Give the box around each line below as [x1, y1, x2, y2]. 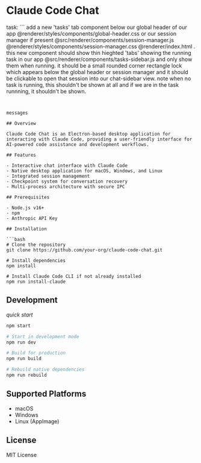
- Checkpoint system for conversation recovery [6, 178, 128, 184]
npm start [6, 323, 31, 329]
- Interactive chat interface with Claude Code [6, 162, 128, 169]
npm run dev [6, 339, 36, 345]
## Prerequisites [6, 194, 50, 200]
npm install [6, 263, 36, 269]
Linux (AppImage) [14, 417, 60, 425]
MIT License [6, 451, 37, 458]
